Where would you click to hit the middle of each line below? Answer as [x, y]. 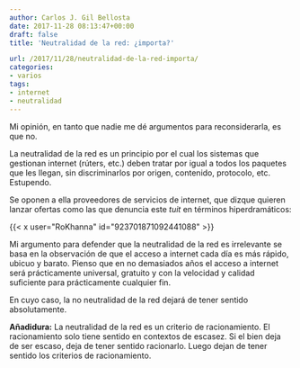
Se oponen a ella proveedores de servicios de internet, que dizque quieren [147, 200]
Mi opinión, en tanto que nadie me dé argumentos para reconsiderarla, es [145, 126]
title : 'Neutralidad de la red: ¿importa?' [92, 43]
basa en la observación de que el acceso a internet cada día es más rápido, [149, 254]
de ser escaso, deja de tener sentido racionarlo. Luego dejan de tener [138, 346]
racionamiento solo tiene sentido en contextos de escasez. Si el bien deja [145, 336]
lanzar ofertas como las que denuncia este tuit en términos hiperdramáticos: [150, 209]
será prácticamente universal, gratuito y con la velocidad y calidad [132, 273]
